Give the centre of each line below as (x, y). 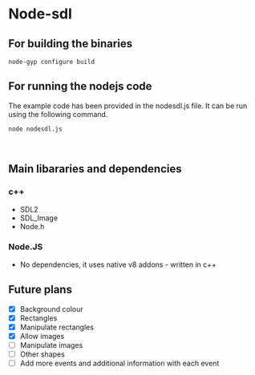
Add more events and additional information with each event (119, 363)
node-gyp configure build (51, 62)
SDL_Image (39, 218)
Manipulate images (51, 345)
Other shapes (42, 354)
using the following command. (58, 114)
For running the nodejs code (80, 86)
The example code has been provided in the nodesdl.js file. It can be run (128, 106)
